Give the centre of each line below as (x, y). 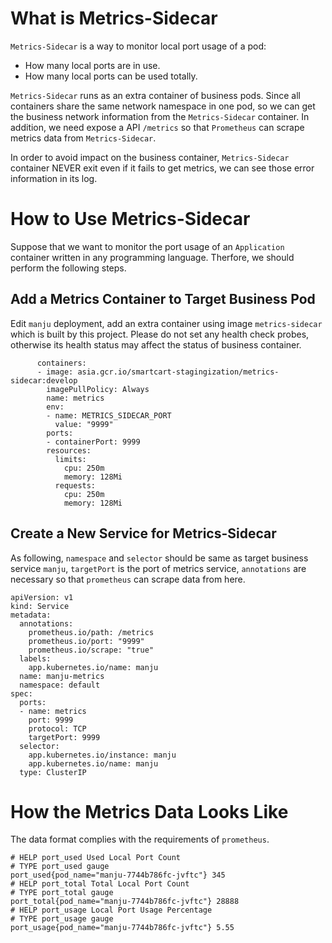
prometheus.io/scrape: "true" (91, 650)
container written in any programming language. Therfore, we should (152, 257)
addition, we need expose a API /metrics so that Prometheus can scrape (157, 127)
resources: (69, 450)
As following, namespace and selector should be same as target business (159, 558)
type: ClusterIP (53, 772)
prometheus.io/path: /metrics (91, 632)
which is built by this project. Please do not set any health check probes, (160, 334)
